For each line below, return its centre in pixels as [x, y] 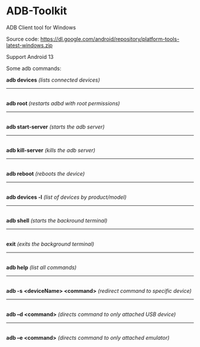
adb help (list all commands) [41, 267]
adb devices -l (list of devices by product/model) [66, 197]
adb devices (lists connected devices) [53, 80]
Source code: [23, 39]
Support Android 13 [30, 57]
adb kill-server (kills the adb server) [51, 150]
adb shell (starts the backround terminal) [57, 220]
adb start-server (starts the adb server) [56, 127]
